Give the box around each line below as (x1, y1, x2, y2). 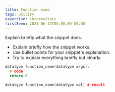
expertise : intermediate (5, 16, 57, 21)
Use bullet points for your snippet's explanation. (12, 49, 111, 55)
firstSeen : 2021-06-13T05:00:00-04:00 (5, 21, 85, 26)
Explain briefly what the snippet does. (5, 35, 82, 41)
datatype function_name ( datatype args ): (5, 64, 90, 69)
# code (9, 69, 23, 74)
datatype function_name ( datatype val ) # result (5, 82, 106, 87)
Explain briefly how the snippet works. (12, 44, 91, 50)
